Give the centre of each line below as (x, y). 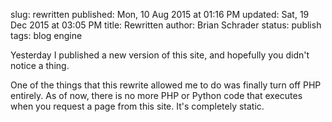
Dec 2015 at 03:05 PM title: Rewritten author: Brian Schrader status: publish (166, 25)
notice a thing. (40, 65)
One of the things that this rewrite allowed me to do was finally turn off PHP (166, 85)
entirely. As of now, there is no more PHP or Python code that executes (156, 95)
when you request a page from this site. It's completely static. (137, 106)
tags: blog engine (46, 35)
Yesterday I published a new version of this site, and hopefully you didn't (160, 55)
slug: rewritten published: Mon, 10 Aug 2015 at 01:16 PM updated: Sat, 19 (160, 14)
